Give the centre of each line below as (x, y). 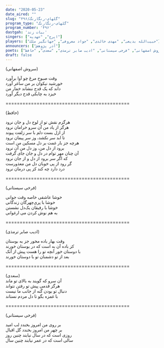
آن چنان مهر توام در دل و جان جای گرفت (42, 153)
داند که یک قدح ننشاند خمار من (33, 89)
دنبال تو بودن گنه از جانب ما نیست (36, 291)
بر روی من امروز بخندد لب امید (33, 325)
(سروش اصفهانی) (22, 69)
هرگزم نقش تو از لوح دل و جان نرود (38, 122)
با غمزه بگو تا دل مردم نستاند (32, 296)
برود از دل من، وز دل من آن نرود (35, 148)
